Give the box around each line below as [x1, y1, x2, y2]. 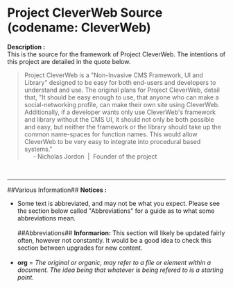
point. [17, 273, 35, 281]
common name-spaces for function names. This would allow [24, 130, 198, 138]
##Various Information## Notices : [7, 186, 107, 194]
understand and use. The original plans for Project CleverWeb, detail [24, 86, 221, 94]
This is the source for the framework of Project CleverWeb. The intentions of [7, 50, 226, 58]
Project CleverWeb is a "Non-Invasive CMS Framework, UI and [24, 71, 203, 79]
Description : [7, 42, 46, 51]
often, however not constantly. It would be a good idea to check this [17, 236, 212, 244]
